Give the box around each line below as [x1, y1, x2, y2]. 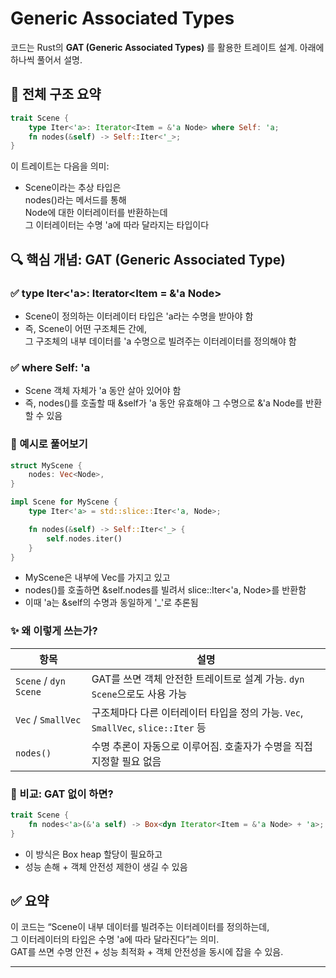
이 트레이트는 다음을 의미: [10, 160, 110, 172]
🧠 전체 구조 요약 [10, 86, 102, 103]
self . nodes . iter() [46, 533, 123, 544]
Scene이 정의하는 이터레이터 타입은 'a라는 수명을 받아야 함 [24, 310, 254, 322]
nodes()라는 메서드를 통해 [24, 194, 127, 206]
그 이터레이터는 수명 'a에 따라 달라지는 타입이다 [24, 219, 210, 231]
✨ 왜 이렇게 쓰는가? [10, 624, 98, 638]
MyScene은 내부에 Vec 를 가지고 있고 [24, 572, 171, 584]
